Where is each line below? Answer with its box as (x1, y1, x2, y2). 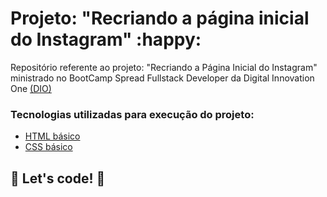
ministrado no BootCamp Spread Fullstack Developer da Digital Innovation (10, 72, 315, 84)
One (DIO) (10, 82, 52, 94)
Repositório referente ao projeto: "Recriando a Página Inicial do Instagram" (10, 61, 318, 73)
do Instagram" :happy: (10, 28, 202, 51)
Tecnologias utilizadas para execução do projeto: (10, 107, 255, 121)
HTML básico (24, 130, 81, 142)
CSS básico (24, 141, 73, 153)
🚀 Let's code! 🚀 (10, 170, 106, 187)
